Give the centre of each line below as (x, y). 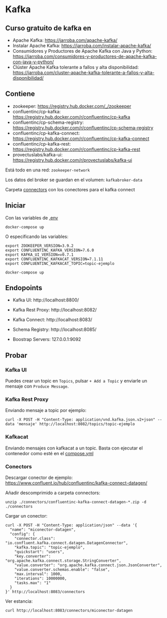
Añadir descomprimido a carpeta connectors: (53, 493)
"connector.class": (35, 539)
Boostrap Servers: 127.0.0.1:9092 (47, 339)
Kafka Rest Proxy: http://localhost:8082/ (55, 310)
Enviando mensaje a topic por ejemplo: (46, 410)
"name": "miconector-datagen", (43, 530)
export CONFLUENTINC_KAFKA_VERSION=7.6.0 (50, 250)
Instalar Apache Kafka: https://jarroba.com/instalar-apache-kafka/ (82, 46)
